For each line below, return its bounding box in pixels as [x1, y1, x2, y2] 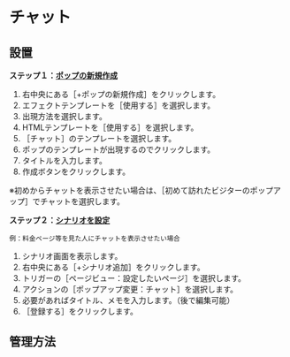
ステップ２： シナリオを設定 [9, 215, 111, 225]
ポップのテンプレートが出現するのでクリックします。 [21, 144, 215, 155]
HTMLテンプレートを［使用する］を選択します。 [21, 122, 199, 133]
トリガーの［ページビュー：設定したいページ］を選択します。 [21, 273, 246, 283]
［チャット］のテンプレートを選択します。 [21, 133, 177, 143]
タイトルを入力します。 [21, 156, 108, 165]
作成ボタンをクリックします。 [21, 166, 131, 177]
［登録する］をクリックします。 [21, 306, 139, 316]
